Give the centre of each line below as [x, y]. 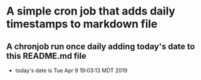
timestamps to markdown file [82, 24]
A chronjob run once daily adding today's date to [101, 46]
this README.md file [46, 56]
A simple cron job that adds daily [91, 11]
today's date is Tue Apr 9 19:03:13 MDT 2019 [71, 70]
